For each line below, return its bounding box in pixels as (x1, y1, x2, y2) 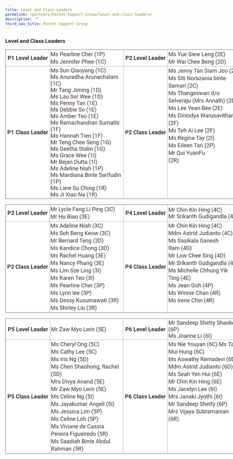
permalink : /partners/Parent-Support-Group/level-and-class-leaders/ (5, 12, 153, 17)
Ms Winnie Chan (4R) (168, 289, 221, 296)
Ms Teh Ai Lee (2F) (168, 126, 215, 134)
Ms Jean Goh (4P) (168, 282, 214, 289)
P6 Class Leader (124, 393, 166, 400)
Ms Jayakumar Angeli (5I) (50, 400, 115, 407)
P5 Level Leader (7, 326, 48, 333)
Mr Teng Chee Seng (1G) (50, 138, 112, 146)
